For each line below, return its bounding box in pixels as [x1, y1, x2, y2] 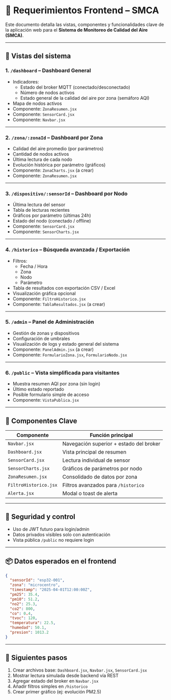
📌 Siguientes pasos [5, 654, 68, 662]
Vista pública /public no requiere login [12, 537, 94, 543]
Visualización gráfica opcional [12, 290, 76, 296]
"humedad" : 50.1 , [10, 625, 47, 630]
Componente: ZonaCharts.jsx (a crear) [12, 167, 94, 173]
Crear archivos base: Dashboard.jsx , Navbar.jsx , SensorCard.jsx [12, 667, 148, 673]
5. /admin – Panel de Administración [5, 318, 94, 325]
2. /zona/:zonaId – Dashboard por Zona [5, 134, 103, 141]
